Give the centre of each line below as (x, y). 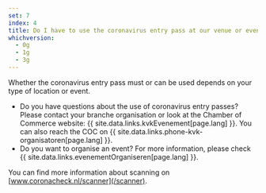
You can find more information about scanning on (89, 172)
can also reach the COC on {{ (68, 131)
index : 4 (23, 23)
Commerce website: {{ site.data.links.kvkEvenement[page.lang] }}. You (135, 123)
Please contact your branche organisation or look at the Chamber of (131, 114)
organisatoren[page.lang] (61, 140)
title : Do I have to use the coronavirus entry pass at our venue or (125, 30)
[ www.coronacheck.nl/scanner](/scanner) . (78, 180)
